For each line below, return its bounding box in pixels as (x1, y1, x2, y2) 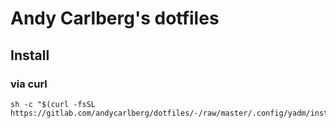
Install (10, 47, 50, 64)
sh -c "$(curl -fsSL (10, 99, 97, 109)
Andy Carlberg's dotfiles (10, 7, 220, 30)
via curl (10, 77, 48, 91)
